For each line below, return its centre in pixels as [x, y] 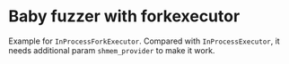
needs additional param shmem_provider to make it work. [112, 50]
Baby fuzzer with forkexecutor [124, 16]
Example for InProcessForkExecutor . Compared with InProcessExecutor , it [144, 41]
